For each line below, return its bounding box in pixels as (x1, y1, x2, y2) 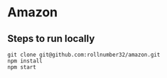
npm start (7, 64, 37, 71)
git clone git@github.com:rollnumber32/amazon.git (7, 51, 161, 58)
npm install (7, 57, 43, 65)
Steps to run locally (7, 33, 95, 45)
